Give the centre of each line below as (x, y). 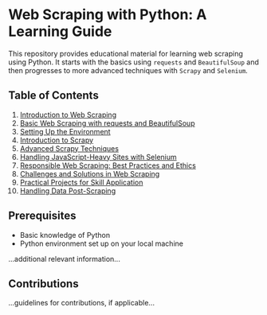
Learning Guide (60, 31)
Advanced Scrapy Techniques (69, 148)
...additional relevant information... (65, 259)
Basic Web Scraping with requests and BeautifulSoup (107, 123)
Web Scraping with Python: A (108, 15)
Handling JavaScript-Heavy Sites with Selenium (98, 157)
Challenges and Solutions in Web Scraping (90, 173)
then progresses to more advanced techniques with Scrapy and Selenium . (128, 70)
